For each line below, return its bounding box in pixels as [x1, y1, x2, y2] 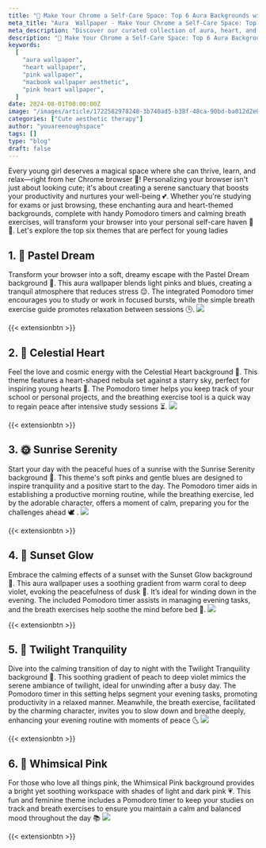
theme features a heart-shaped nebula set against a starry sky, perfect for [8, 376, 251, 385]
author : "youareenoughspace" [8, 122, 104, 130]
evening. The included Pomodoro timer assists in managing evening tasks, [8, 595, 251, 604]
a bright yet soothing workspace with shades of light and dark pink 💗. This [8, 787, 251, 796]
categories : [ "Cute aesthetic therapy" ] [8, 115, 144, 123]
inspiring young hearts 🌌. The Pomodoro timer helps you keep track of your [8, 384, 255, 393]
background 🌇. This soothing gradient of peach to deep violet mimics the [8, 673, 247, 682]
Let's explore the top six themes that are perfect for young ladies [17, 225, 228, 235]
